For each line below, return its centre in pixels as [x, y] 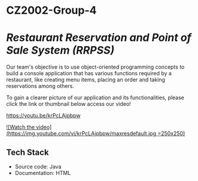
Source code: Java [38, 166]
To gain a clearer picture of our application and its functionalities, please [95, 98]
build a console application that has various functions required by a [89, 73]
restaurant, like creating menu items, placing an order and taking [86, 80]
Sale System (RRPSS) [60, 50]
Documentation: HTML [43, 173]
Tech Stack [28, 152]
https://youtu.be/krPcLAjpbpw [43, 116]
